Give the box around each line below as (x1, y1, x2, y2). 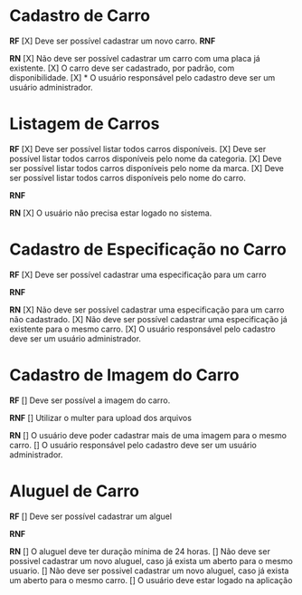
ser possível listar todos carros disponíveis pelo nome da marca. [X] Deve (9, 162, 285, 173)
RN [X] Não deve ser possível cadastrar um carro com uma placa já (9, 53, 260, 63)
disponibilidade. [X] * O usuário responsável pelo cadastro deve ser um (9, 72, 276, 82)
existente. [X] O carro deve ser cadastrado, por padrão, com (9, 62, 235, 73)
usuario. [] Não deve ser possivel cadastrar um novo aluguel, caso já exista (9, 565, 289, 576)
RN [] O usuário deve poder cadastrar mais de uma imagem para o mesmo (9, 429, 288, 440)
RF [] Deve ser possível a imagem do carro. (9, 395, 171, 406)
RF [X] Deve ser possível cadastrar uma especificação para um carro (9, 269, 267, 280)
